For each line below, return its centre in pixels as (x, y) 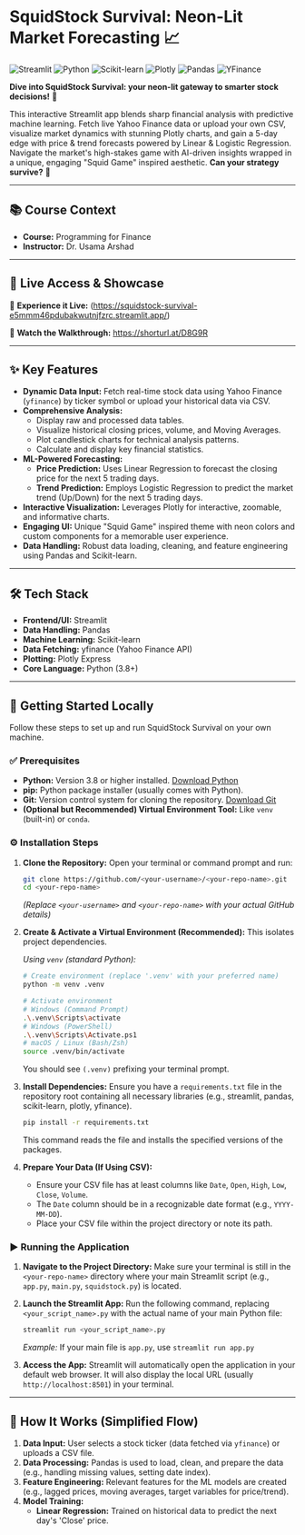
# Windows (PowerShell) (68, 1026)
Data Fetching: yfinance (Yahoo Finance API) (108, 649)
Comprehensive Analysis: (73, 411)
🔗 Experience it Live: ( (51, 305)
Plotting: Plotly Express (67, 659)
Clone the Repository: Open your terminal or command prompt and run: (157, 862)
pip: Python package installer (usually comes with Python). (133, 790)
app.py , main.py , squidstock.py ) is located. (102, 1286)
